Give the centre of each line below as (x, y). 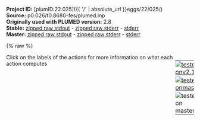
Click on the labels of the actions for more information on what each (90, 57)
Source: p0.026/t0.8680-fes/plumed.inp (56, 15)
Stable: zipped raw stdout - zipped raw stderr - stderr (72, 28)
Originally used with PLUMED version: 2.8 (59, 22)
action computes (27, 63)
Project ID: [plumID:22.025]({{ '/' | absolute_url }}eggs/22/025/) (85, 9)
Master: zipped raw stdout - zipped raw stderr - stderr (74, 34)
